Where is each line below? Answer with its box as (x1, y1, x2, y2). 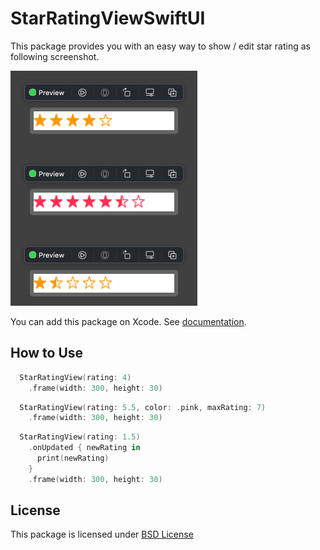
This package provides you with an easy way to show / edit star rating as (10, 40, 311, 52)
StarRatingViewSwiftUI (10, 7, 206, 30)
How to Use (10, 345, 84, 362)
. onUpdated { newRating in (28, 443, 141, 453)
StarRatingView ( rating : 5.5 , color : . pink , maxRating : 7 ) (19, 402, 267, 412)
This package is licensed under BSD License (10, 528, 194, 541)
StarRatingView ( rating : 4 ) (19, 372, 132, 382)
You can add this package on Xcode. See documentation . (10, 315, 247, 327)
